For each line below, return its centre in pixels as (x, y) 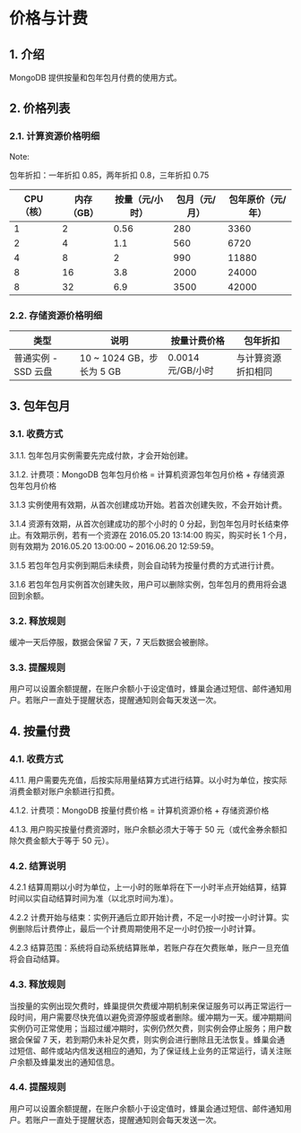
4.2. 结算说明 (38, 866)
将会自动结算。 (37, 959)
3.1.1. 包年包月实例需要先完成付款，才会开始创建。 (101, 455)
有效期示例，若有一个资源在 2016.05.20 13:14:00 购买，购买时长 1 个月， (158, 535)
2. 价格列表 (40, 109)
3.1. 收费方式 (36, 434)
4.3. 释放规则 (38, 985)
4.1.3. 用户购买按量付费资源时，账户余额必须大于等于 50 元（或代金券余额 (145, 829)
